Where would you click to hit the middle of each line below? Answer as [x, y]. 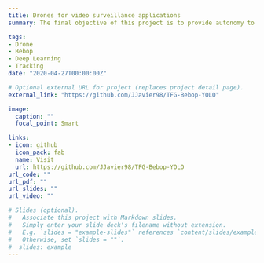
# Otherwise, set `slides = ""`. [66, 239]
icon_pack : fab [40, 152]
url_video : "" [31, 196]
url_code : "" [29, 174]
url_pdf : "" [27, 181]
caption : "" [35, 116]
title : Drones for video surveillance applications [94, 15]
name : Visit [35, 159]
